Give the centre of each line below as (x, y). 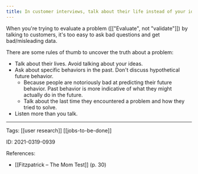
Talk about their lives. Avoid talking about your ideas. (79, 63)
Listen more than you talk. (46, 113)
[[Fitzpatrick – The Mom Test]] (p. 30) (60, 165)
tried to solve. (40, 107)
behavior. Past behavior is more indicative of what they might (98, 88)
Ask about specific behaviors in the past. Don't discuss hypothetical (97, 70)
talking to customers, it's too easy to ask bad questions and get (83, 34)
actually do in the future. (53, 95)
